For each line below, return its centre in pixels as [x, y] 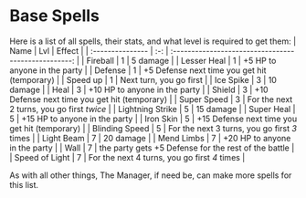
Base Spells [55, 16]
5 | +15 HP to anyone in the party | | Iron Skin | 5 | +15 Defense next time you [153, 119]
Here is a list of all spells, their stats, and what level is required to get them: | [153, 41]
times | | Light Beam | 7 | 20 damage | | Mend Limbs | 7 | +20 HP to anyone [150, 138]
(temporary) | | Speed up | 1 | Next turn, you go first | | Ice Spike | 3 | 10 [143, 79]
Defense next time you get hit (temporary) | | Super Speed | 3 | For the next [151, 99]
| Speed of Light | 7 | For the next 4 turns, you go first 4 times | [127, 157]
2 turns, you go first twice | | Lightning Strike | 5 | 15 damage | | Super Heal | [153, 109]
